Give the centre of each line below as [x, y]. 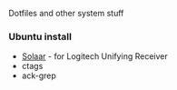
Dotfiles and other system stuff [66, 13]
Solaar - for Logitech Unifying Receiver [95, 56]
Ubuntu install [40, 36]
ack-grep [39, 75]
